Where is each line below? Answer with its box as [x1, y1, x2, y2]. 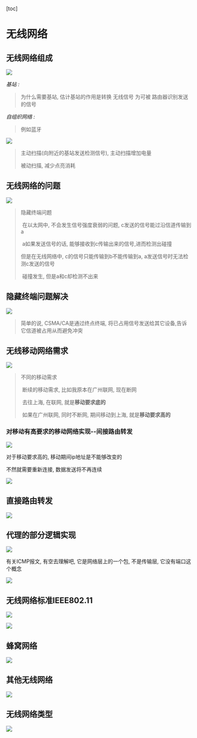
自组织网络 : [6, 113, 35, 120]
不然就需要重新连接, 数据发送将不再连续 [6, 466, 102, 473]
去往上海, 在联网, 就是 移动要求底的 [22, 399, 106, 406]
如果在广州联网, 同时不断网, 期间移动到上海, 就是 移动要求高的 [22, 411, 171, 418]
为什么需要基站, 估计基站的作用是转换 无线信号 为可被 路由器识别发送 [20, 93, 189, 100]
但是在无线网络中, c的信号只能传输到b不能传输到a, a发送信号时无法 [20, 252, 184, 259]
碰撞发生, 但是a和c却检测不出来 [22, 272, 98, 279]
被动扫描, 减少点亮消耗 [20, 162, 75, 169]
